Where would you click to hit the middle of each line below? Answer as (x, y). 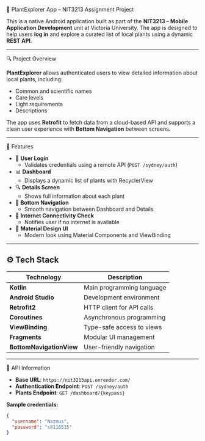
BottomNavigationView (44, 347)
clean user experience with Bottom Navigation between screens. (88, 129)
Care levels (29, 97)
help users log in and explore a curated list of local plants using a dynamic (100, 34)
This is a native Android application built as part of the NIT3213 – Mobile (97, 21)
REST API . (19, 41)
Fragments (25, 337)
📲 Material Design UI (41, 228)
